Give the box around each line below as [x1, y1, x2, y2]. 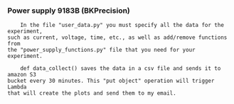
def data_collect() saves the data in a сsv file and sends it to [20, 65, 221, 72]
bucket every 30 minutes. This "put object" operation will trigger [7, 77, 215, 85]
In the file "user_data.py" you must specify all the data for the [20, 22, 224, 29]
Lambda [7, 83, 27, 91]
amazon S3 [7, 71, 37, 79]
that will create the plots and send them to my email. [7, 90, 176, 97]
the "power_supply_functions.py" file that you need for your [7, 47, 196, 54]
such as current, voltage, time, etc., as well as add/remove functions [7, 34, 228, 41]
